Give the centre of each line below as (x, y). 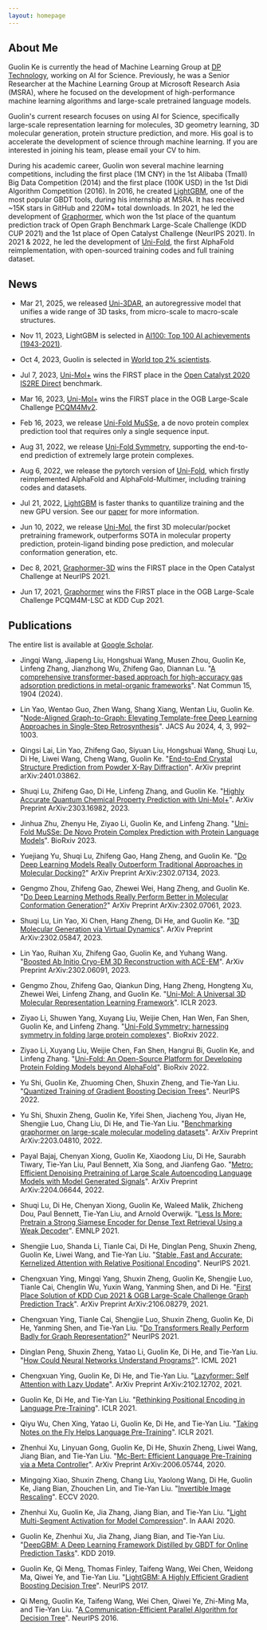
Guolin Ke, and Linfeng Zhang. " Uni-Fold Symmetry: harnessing (124, 1026)
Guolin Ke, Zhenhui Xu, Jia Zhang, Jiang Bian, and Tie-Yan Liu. (122, 1537)
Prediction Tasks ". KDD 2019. (68, 1553)
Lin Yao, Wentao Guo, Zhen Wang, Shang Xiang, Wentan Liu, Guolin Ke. (137, 710)
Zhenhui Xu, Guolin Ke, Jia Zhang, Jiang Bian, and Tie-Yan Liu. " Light (133, 1513)
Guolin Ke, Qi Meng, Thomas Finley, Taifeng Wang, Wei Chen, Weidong (136, 1569)
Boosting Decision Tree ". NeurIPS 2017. (84, 1586)
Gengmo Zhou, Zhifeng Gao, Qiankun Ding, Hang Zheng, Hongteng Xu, (136, 986)
